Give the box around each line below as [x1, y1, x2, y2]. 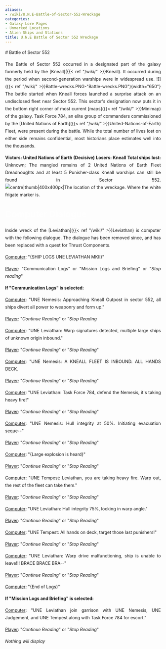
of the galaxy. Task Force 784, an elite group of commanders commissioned [5, 113, 161, 119]
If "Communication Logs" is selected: [5, 285, 84, 291]
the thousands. [5, 143, 36, 149]
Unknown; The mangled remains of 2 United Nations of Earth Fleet [5, 162, 161, 168]
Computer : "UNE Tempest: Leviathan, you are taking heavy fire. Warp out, [5, 475, 161, 481]
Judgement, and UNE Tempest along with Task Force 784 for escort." [5, 615, 147, 621]
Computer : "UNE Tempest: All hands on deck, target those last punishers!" [5, 529, 157, 535]
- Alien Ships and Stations [5, 30, 63, 35]
